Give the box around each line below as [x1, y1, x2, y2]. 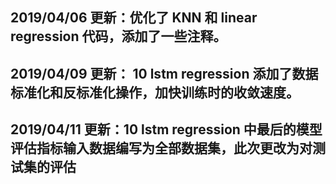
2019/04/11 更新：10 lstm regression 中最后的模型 [10, 121, 323, 138]
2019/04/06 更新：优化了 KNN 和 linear [10, 9, 258, 27]
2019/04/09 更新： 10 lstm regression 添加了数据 [10, 65, 319, 82]
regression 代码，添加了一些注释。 [10, 28, 227, 45]
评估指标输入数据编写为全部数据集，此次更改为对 [10, 140, 313, 157]
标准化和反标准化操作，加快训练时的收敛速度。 [10, 84, 300, 101]
